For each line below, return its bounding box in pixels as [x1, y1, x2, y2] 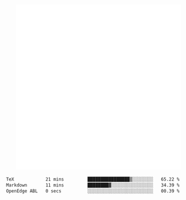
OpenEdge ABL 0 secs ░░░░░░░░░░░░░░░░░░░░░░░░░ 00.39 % [6, 188, 180, 194]
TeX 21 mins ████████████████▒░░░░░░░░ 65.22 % [6, 177, 180, 182]
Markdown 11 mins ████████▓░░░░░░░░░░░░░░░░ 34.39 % [6, 182, 180, 188]
